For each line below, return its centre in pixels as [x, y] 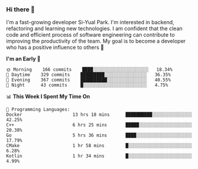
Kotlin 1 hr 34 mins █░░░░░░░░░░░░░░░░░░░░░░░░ [99, 156]
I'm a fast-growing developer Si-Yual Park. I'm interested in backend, [90, 22]
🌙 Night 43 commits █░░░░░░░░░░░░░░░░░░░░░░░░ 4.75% [87, 85]
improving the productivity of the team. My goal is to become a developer [96, 41]
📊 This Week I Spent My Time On [48, 96]
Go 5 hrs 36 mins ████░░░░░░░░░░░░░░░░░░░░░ [99, 135]
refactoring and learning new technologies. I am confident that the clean [94, 28]
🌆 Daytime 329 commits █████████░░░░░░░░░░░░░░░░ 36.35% [88, 75]
